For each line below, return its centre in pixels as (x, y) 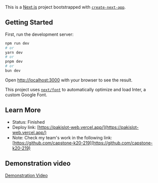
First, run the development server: (39, 34)
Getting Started (29, 22)
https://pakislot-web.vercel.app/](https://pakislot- (89, 127)
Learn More (23, 110)
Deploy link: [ (25, 127)
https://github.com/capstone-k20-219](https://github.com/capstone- (83, 143)
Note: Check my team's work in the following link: (62, 137)
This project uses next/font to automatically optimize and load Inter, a (76, 89)
